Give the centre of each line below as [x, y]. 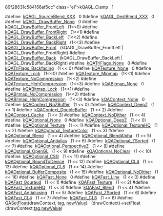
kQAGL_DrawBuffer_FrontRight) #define [45, 53]
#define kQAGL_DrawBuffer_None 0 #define [51, 22]
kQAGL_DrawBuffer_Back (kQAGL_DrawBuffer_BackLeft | [64, 58]
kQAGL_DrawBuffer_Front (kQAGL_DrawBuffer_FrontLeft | [64, 48]
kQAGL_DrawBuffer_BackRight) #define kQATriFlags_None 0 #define [76, 63]
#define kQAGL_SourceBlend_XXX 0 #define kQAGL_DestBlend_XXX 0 [80, 16]
